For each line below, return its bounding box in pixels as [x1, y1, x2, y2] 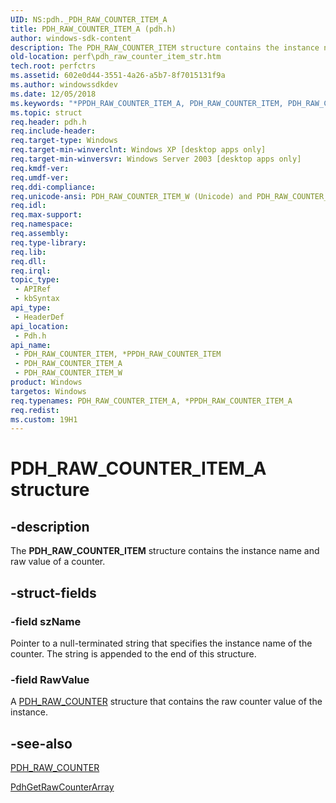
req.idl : [10, 201, 47, 211]
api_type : [10, 303, 52, 313]
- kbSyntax [14, 294, 60, 304]
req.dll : [10, 256, 47, 266]
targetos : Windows [10, 386, 87, 396]
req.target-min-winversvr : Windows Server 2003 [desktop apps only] [10, 154, 302, 164]
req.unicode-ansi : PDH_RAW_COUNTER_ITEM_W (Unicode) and [10, 191, 253, 201]
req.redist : [10, 405, 60, 415]
